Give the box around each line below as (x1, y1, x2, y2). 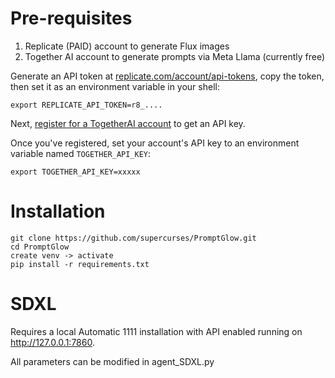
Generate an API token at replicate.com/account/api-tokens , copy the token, (10, 70, 325, 82)
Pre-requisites (10, 7, 133, 30)
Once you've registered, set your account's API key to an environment (10, 137, 300, 149)
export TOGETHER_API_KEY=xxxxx (10, 167, 141, 177)
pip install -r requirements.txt (10, 259, 150, 269)
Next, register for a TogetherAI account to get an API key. (10, 117, 246, 129)
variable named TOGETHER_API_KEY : (10, 147, 152, 159)
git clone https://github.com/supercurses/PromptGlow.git (10, 233, 257, 243)
